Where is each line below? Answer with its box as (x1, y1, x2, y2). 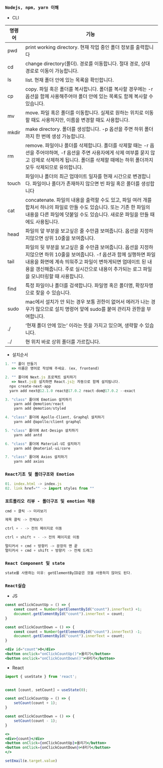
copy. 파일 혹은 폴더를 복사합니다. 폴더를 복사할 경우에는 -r (25, 86, 153, 93)
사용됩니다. (35, 219, 60, 225)
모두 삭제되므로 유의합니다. (25, 164, 83, 171)
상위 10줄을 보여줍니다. (44, 235, 96, 241)
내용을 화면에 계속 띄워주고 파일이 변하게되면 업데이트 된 (25, 258, 147, 265)
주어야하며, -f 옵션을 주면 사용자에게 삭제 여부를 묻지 (35, 149, 149, 156)
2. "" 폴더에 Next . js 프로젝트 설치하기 (5, 375, 77, 380)
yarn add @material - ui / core (14, 446, 70, 451)
